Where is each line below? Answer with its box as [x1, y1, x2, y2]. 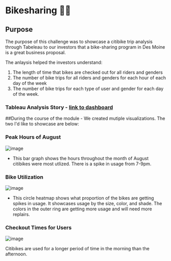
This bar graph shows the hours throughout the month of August [12, 155, 149, 161]
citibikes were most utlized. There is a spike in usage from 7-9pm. [12, 161, 152, 167]
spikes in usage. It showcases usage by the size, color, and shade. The [12, 200, 162, 206]
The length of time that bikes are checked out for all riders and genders [12, 69, 163, 75]
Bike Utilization [5, 173, 43, 181]
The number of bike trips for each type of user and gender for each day [12, 85, 164, 92]
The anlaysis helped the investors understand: [5, 59, 103, 66]
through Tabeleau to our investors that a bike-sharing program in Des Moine [5, 44, 165, 50]
